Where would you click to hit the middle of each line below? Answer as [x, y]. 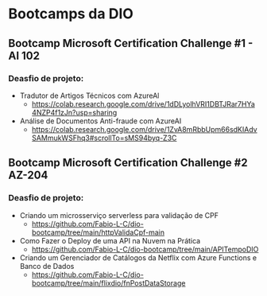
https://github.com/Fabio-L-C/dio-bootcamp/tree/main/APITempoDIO [145, 249]
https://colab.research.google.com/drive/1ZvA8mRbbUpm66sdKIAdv [144, 129]
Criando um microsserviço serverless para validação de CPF [119, 215]
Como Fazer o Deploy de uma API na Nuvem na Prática [110, 240]
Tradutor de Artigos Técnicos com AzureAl [89, 95]
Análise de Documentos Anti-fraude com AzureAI [101, 121]
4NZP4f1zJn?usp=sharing [74, 112]
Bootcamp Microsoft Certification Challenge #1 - [131, 43]
